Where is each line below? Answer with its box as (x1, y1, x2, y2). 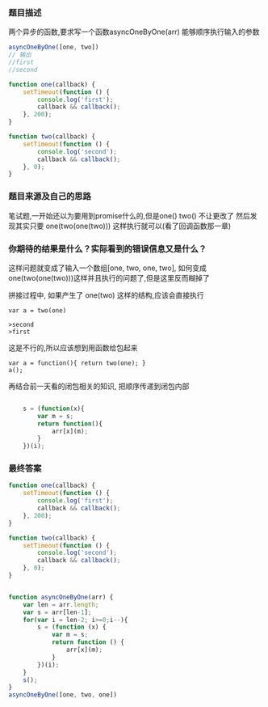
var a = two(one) (8, 306, 67, 315)
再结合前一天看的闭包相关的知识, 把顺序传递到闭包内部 (8, 381, 190, 391)
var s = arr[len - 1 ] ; (23, 608, 92, 616)
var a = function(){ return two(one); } (8, 358, 147, 367)
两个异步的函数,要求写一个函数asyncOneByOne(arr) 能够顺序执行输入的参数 (8, 27, 260, 37)
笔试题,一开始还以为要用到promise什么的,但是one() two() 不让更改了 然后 (8, 210, 250, 220)
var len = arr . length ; (23, 600, 99, 608)
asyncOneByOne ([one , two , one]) (8, 691, 117, 699)
